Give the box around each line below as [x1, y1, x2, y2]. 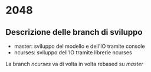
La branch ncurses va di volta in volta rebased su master [5, 60, 144, 67]
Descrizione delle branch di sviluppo [5, 27, 143, 37]
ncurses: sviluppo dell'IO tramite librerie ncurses [14, 49, 132, 56]
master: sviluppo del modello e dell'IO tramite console [14, 42, 145, 50]
